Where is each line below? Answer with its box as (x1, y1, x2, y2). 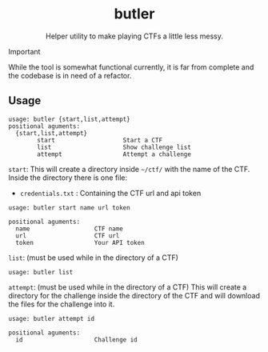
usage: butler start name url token (8, 203, 130, 212)
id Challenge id (15, 335, 138, 344)
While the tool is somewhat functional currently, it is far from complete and (8, 62, 254, 72)
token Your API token (15, 238, 146, 246)
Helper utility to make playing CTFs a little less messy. (45, 31, 224, 41)
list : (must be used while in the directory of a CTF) (8, 253, 178, 262)
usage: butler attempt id (8, 314, 94, 322)
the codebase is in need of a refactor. (8, 70, 132, 80)
